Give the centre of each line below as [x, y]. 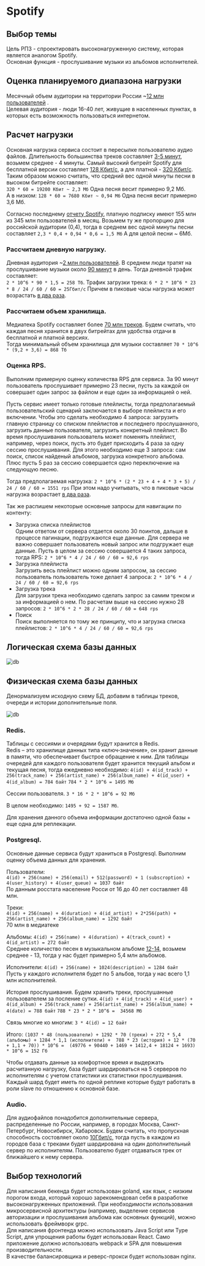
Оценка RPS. [26, 366]
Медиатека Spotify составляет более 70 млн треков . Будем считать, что [101, 324]
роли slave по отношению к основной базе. [63, 1088]
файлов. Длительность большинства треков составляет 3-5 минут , [94, 156]
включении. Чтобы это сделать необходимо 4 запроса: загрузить [92, 417]
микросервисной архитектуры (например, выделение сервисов [91, 1210]
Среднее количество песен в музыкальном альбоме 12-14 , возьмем [96, 948]
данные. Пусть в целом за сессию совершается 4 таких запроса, [101, 551]
